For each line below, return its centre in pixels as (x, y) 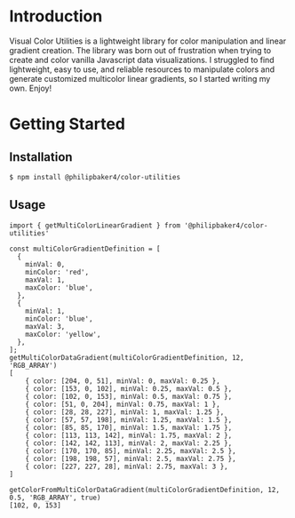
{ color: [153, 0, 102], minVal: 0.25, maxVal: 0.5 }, (129, 388)
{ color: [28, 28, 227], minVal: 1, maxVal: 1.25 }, (125, 412)
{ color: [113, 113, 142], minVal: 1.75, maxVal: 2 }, (129, 435)
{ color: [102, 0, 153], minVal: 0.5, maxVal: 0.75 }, (129, 396)
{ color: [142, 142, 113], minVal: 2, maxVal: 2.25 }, (129, 443)
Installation (41, 157)
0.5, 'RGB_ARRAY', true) (55, 498)
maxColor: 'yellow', (63, 334)
